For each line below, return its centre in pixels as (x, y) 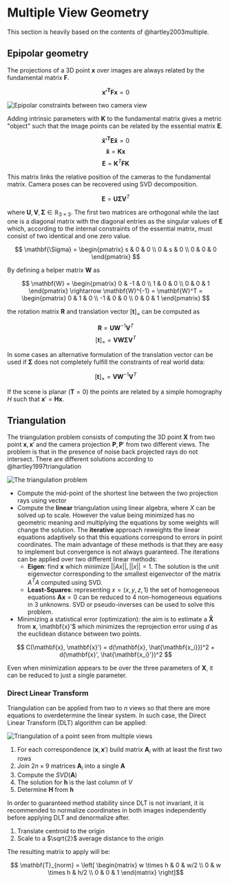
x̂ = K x (116, 152)
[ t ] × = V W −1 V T (116, 377)
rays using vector (42, 501)
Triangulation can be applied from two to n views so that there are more (109, 708)
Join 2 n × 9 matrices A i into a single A (71, 766)
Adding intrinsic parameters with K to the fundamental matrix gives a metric (115, 119)
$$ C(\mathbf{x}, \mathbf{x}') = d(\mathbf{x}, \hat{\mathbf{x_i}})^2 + (116, 647)
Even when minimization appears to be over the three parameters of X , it (110, 668)
